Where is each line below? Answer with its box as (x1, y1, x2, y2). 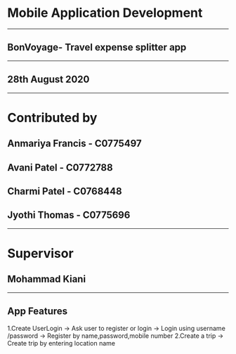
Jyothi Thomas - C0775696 (7, 209, 131, 221)
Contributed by (7, 110, 98, 126)
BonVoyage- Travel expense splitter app (7, 41, 187, 53)
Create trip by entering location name (7, 339, 116, 347)
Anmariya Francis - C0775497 (7, 138, 142, 150)
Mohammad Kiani (7, 273, 86, 285)
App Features (7, 306, 68, 317)
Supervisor (7, 245, 74, 261)
